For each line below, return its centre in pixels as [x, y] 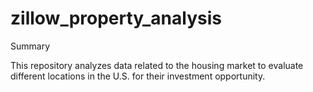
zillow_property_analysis [116, 18]
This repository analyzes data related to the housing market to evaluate [157, 65]
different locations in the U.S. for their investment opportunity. [138, 76]
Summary [30, 46]
